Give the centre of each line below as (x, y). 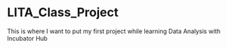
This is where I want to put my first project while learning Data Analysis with (114, 31)
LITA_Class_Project (63, 13)
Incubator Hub (27, 38)
